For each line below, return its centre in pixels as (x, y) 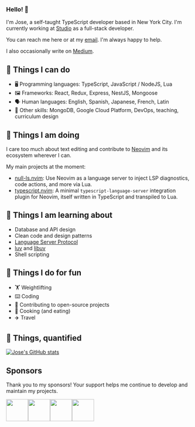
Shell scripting (32, 254)
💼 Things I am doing (43, 135)
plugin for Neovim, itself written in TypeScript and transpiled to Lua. (96, 197)
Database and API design (45, 229)
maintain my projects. (32, 391)
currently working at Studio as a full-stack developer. (70, 28)
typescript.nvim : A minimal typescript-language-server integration (95, 190)
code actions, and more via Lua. (53, 184)
